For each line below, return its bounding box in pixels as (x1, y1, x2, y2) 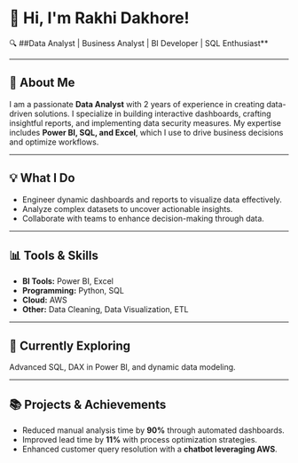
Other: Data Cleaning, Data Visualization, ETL (21, 304, 189, 315)
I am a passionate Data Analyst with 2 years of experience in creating (9, 98, 264, 109)
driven (9, 108, 33, 119)
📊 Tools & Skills (9, 247, 99, 263)
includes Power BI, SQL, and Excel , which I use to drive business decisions (9, 127, 284, 137)
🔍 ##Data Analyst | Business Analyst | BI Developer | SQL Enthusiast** (9, 37, 269, 48)
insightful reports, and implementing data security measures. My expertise (9, 117, 282, 128)
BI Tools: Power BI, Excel (21, 276, 114, 286)
